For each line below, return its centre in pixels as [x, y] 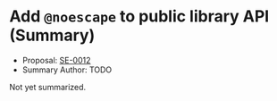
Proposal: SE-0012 [56, 60]
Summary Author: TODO [67, 70]
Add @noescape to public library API [139, 17]
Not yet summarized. [48, 87]
